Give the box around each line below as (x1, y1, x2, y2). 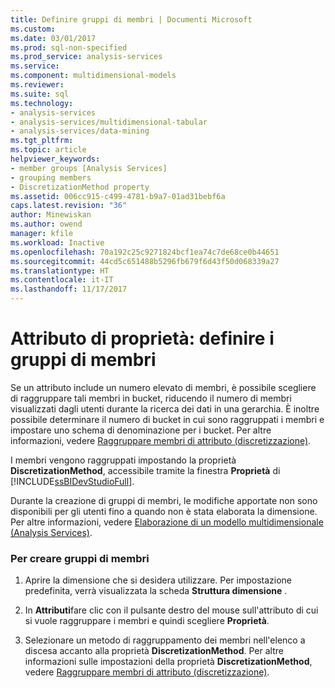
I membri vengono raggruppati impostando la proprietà (10, 454, 237, 466)
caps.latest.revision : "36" (10, 201, 128, 211)
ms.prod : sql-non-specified (10, 42, 128, 53)
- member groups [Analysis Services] (10, 163, 168, 173)
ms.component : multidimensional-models (10, 71, 177, 81)
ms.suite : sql (10, 89, 70, 99)
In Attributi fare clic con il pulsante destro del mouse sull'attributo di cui (24, 604, 319, 616)
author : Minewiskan (10, 210, 92, 220)
